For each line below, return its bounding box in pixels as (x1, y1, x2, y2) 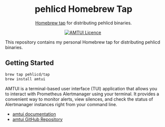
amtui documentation (12, 111, 56, 117)
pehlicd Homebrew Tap (34, 3, 133, 15)
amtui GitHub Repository (12, 116, 63, 122)
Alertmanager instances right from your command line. (5, 101, 118, 107)
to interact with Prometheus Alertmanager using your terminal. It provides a (5, 91, 160, 97)
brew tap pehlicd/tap (5, 72, 50, 77)
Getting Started (5, 59, 54, 67)
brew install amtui (5, 76, 46, 81)
